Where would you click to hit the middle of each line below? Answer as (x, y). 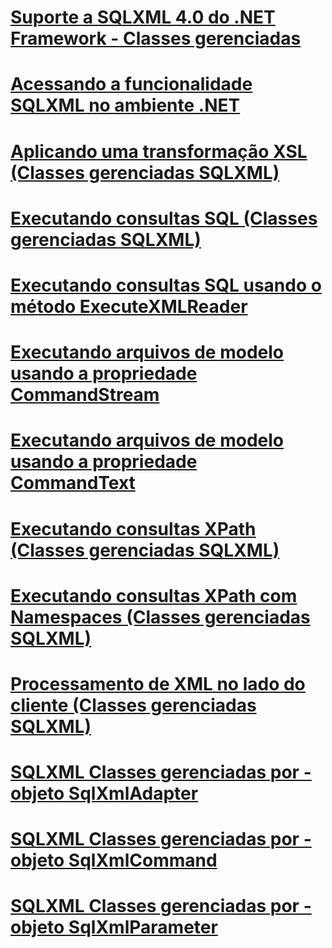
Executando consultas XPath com (154, 595)
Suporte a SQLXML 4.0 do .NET (143, 17)
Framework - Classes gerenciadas (156, 38)
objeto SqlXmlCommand (114, 860)
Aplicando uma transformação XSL (159, 151)
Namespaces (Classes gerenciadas (160, 617)
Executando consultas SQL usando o (166, 285)
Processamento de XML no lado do (158, 683)
